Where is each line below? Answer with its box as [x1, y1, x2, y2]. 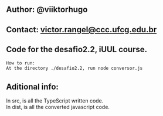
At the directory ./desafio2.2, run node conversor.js [6, 66, 143, 71]
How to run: [6, 60, 35, 66]
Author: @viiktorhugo [6, 5, 88, 15]
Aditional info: [6, 81, 59, 91]
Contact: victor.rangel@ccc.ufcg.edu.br [6, 25, 157, 35]
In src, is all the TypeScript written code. [6, 97, 104, 104]
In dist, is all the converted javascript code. [6, 104, 110, 111]
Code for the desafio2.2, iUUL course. [6, 45, 148, 54]
